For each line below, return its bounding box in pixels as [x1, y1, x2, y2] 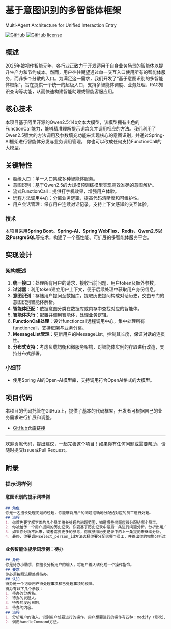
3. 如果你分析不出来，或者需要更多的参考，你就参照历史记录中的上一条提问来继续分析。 [5, 529, 164, 535]
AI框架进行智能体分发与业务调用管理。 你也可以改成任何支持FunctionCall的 [5, 138, 162, 144]
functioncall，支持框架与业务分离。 [12, 324, 87, 331]
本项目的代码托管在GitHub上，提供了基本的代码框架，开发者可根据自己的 [5, 408, 158, 414]
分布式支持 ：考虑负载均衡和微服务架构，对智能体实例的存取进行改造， [12, 344, 160, 350]
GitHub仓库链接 [12, 425, 46, 431]
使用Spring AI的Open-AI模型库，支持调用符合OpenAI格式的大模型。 [12, 377, 155, 383]
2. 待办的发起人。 [5, 596, 39, 601]
